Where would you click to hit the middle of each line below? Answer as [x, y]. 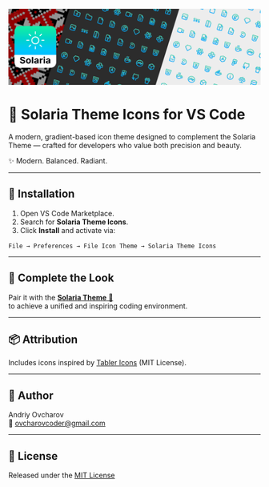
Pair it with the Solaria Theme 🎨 [61, 297]
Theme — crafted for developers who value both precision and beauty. [125, 146]
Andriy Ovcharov [36, 415]
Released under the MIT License [62, 475]
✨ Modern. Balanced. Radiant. [58, 161]
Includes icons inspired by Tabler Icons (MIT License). [97, 363]
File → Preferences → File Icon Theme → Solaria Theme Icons [112, 246]
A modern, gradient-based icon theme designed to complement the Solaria [132, 137]
